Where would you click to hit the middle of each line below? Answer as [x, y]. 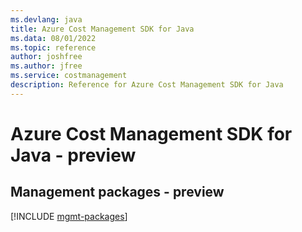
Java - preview [73, 155]
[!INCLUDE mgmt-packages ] [69, 216]
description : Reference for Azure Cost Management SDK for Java [147, 85]
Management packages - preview [117, 192]
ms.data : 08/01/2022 [53, 38]
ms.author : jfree [46, 66]
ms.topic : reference [53, 47]
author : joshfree [46, 57]
